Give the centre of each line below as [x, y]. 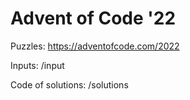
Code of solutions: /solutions [69, 84]
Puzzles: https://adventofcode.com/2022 [95, 46]
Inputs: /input [37, 65]
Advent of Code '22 [93, 18]
